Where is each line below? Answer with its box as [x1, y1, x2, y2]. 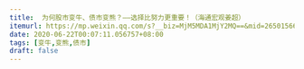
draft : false [9, 47, 59, 56]
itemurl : [9, 22, 43, 30]
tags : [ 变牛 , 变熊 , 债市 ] [9, 38, 91, 47]
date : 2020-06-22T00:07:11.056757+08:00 [9, 30, 165, 39]
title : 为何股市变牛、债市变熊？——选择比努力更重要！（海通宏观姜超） [9, 13, 246, 22]
